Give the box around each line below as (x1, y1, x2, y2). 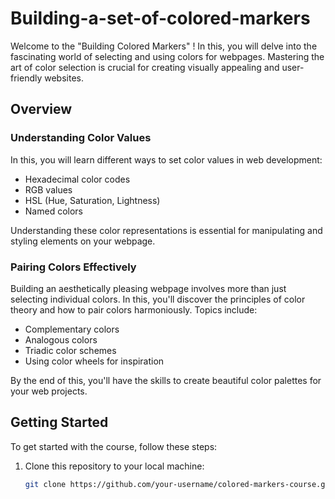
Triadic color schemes (24, 344, 117, 356)
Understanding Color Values (10, 131, 152, 145)
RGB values (24, 183, 73, 196)
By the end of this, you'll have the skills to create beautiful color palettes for (10, 374, 322, 386)
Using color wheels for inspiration (24, 355, 165, 367)
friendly (10, 72, 43, 84)
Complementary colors (24, 323, 120, 335)
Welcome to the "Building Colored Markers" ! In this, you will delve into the (10, 40, 318, 52)
